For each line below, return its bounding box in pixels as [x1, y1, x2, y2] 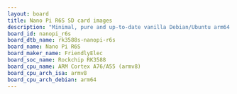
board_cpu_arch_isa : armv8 [7, 69, 87, 76]
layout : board [7, 10, 50, 18]
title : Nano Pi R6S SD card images [7, 17, 113, 24]
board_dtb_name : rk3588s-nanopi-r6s [7, 37, 116, 44]
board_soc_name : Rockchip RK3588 [7, 57, 106, 64]
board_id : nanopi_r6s [7, 30, 72, 37]
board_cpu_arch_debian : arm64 [7, 76, 97, 83]
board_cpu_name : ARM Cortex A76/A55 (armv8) [7, 63, 141, 70]
